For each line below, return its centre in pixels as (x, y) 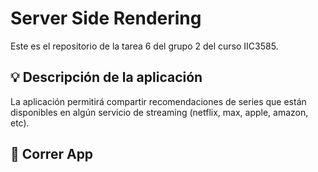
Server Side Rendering (106, 18)
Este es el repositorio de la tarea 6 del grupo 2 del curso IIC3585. (144, 46)
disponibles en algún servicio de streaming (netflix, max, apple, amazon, (159, 112)
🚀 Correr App (52, 154)
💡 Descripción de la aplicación (106, 77)
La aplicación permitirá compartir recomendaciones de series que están (158, 101)
